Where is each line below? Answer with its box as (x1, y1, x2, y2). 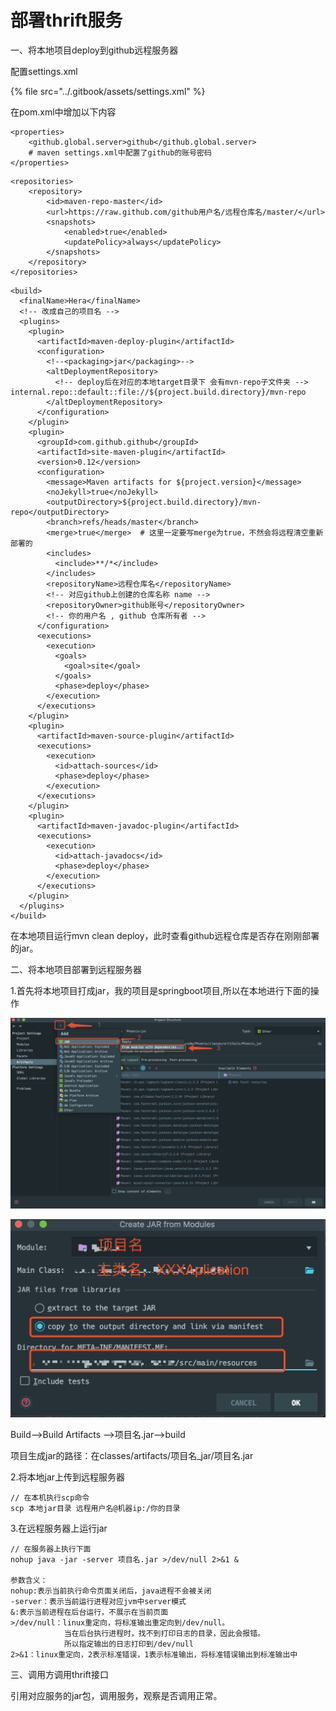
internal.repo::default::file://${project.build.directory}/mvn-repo (10, 387, 307, 397)
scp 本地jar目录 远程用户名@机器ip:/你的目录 (10, 1503, 181, 1513)
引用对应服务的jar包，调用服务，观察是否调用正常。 (10, 1689, 223, 1701)
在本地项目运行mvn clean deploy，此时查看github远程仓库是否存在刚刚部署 (10, 929, 320, 941)
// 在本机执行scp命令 (10, 1492, 90, 1503)
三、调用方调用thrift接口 (10, 1668, 109, 1680)
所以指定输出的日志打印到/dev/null (63, 1639, 195, 1649)
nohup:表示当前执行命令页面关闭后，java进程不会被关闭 (10, 1586, 212, 1596)
